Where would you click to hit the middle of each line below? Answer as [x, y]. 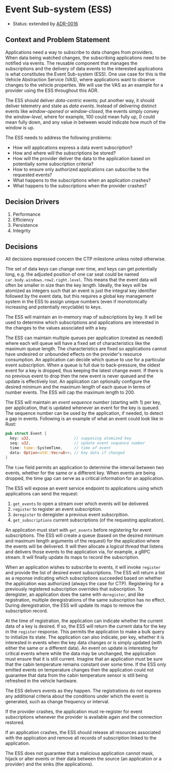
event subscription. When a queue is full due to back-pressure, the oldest [83, 365]
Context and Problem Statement [58, 40]
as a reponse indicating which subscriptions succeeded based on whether [84, 578]
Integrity [21, 230]
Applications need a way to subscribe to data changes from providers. [79, 52]
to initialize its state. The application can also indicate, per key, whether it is [85, 637]
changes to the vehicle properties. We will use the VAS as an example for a [84, 85]
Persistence [25, 225]
